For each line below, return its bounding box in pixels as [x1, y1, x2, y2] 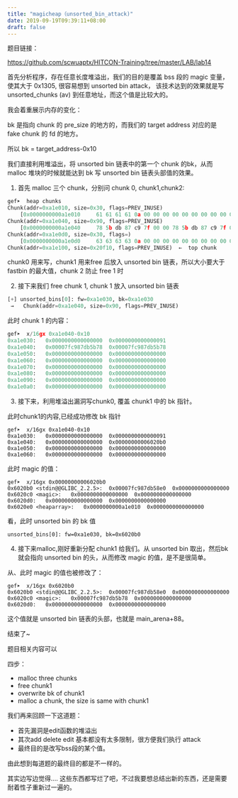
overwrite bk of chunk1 [17, 689, 85, 697]
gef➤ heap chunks [7, 198, 62, 205]
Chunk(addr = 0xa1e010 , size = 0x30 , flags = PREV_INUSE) [7, 204, 163, 212]
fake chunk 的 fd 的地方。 [7, 129, 82, 138]
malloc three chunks [17, 674, 78, 682]
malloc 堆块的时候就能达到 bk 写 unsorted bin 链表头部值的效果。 [7, 168, 198, 177]
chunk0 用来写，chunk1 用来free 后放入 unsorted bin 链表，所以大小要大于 [7, 258, 225, 266]
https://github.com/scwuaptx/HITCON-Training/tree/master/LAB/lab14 [7, 58, 212, 67]
